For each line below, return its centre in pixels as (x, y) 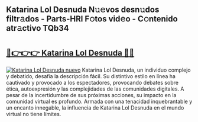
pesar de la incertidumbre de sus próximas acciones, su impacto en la (91, 95)
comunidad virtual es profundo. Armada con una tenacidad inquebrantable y (99, 101)
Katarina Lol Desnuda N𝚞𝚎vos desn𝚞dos (83, 10)
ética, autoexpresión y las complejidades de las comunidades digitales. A (95, 89)
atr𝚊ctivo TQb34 (38, 28)
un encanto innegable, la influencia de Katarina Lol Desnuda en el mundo (95, 108)
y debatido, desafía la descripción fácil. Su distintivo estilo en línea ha (91, 76)
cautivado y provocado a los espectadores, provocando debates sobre (92, 83)
